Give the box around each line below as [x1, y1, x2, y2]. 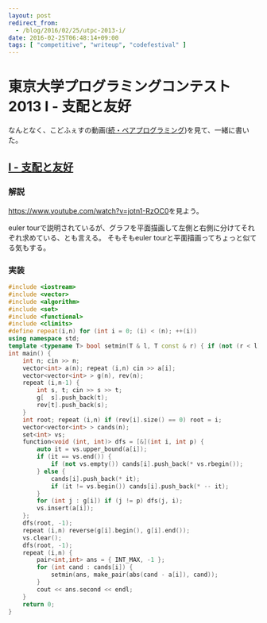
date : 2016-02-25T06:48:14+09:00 [8, 33, 119, 42]
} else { [37, 467, 66, 475]
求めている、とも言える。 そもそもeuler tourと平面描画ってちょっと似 [21, 233, 250, 242]
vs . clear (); [22, 533, 62, 542]
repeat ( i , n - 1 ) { [22, 379, 80, 387]
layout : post [8, 11, 52, 20]
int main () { [8, 349, 52, 357]
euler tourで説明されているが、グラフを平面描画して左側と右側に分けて [8, 223, 242, 233]
